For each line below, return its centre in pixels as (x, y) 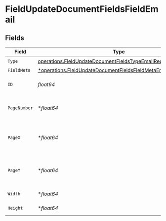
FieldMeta (19, 70)
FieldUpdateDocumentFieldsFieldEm (82, 9)
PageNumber (20, 108)
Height (15, 208)
